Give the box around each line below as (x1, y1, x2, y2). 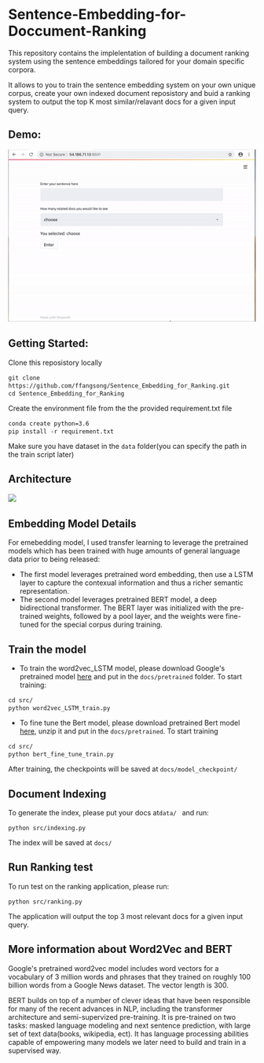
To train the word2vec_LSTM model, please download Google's (19, 664, 225, 673)
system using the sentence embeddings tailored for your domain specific (8, 57, 245, 66)
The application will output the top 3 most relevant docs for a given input (8, 911, 244, 921)
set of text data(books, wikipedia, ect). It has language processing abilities (8, 1028, 249, 1039)
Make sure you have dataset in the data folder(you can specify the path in (8, 441, 247, 451)
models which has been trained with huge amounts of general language (8, 546, 240, 556)
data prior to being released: (8, 554, 101, 564)
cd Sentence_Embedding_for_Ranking (8, 389, 125, 398)
